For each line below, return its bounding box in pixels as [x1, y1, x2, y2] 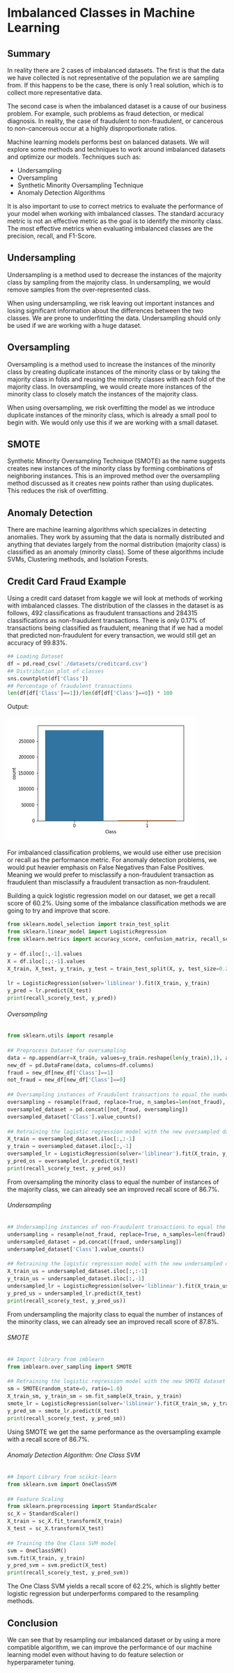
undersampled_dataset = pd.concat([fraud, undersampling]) [7, 1238, 182, 1245]
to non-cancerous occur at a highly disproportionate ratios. [7, 124, 178, 132]
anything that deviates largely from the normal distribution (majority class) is [7, 540, 226, 549]
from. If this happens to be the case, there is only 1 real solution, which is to [7, 81, 224, 89]
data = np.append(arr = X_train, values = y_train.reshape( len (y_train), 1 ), [7, 1054, 223, 1061]
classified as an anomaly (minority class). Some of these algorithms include [7, 547, 224, 557]
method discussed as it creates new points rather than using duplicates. [7, 479, 214, 487]
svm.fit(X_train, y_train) [7, 1554, 86, 1562]
